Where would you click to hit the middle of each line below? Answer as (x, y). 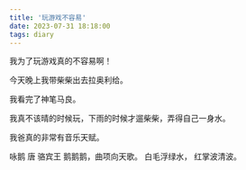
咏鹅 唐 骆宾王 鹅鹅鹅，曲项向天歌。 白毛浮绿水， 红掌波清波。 (125, 157)
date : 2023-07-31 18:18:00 (60, 26)
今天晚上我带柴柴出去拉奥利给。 (68, 80)
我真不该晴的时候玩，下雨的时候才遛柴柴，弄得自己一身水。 (120, 119)
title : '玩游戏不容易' (48, 18)
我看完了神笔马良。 (45, 99)
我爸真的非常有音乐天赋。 (57, 138)
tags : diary (32, 34)
